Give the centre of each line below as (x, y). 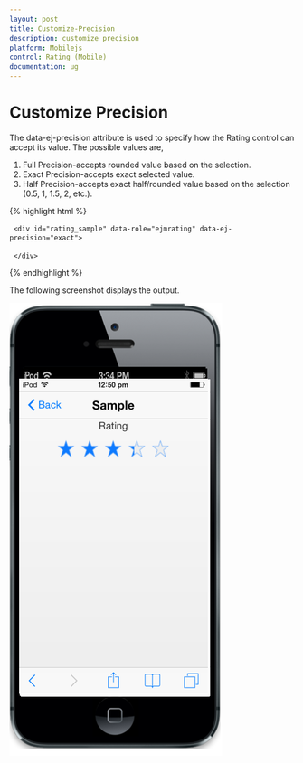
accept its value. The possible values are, (87, 147)
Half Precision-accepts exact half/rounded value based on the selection (156, 184)
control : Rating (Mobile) (58, 57)
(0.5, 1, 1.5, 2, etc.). (57, 193)
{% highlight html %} (48, 211)
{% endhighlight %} (46, 272)
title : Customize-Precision (62, 28)
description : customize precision (75, 38)
